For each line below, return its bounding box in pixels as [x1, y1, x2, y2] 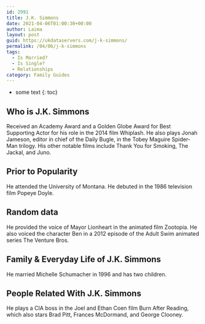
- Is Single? [12, 60, 45, 66]
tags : [6, 49, 20, 55]
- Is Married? [12, 55, 48, 61]
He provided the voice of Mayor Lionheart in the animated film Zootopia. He [6, 223, 198, 231]
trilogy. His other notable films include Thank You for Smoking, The [18, 142, 188, 150]
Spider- [171, 136, 191, 143]
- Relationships [12, 66, 53, 72]
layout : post [6, 32, 40, 38]
